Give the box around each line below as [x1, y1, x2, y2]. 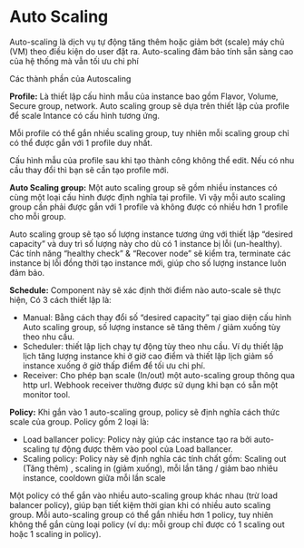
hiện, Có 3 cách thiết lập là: [9, 294, 112, 305]
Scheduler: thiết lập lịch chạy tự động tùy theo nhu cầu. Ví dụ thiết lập [22, 340, 284, 351]
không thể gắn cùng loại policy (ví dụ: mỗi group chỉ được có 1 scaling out [9, 519, 285, 530]
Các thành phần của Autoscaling [9, 73, 132, 83]
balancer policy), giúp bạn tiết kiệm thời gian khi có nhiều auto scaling [9, 499, 270, 510]
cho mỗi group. [9, 210, 66, 221]
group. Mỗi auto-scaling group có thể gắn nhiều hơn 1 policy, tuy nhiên [9, 509, 274, 520]
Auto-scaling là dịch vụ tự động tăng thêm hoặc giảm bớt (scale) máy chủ [9, 36, 285, 47]
